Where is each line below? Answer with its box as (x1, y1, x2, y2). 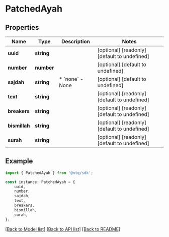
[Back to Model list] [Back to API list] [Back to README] (5, 226, 121, 232)
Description (61, 38, 91, 45)
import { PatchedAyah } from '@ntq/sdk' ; (5, 170, 94, 175)
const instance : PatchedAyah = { (5, 180, 75, 185)
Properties (5, 23, 39, 32)
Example (5, 157, 33, 165)
